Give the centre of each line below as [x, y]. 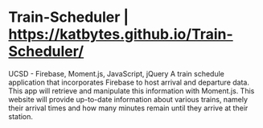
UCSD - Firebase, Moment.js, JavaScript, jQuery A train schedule [117, 73]
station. [21, 116]
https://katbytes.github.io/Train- [121, 34]
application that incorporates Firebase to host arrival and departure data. [129, 82]
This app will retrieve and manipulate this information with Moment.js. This [131, 91]
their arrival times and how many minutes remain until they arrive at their [128, 108]
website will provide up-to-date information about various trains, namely [128, 99]
